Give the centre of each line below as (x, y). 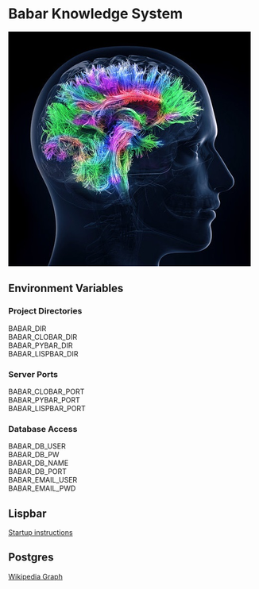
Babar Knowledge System (96, 14)
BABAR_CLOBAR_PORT (46, 391)
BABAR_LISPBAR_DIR (43, 353)
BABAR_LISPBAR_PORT (47, 408)
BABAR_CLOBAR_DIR (43, 337)
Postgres (31, 558)
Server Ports (33, 374)
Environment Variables (66, 289)
